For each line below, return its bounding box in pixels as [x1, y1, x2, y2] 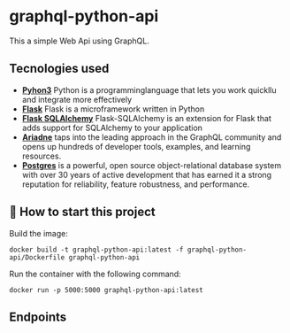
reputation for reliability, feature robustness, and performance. [21, 179, 250, 190]
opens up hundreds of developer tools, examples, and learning [21, 141, 251, 151]
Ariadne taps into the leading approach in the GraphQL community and [21, 131, 282, 143]
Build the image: [9, 228, 68, 238]
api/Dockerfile [9, 252, 65, 262]
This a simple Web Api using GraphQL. [9, 35, 150, 46]
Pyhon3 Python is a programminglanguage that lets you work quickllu [21, 84, 277, 95]
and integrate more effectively [21, 94, 133, 105]
